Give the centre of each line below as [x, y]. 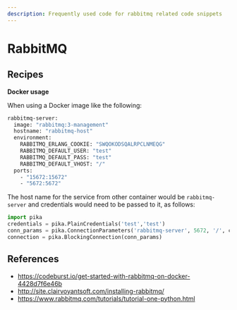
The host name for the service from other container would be [96, 197]
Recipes [25, 75]
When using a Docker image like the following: [75, 105]
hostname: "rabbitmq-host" [53, 131]
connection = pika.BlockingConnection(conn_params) [85, 237]
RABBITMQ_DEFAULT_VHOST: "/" [63, 164]
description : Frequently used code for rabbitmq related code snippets [115, 14]
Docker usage [28, 92]
